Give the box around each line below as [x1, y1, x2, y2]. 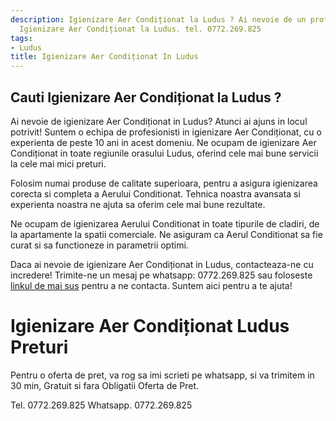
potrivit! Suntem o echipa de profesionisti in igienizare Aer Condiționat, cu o [10, 126, 322, 138]
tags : [10, 33, 33, 43]
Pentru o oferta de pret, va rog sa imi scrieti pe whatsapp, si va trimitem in [10, 369, 315, 381]
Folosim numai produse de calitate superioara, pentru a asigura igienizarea [10, 177, 318, 189]
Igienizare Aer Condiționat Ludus [10, 315, 290, 338]
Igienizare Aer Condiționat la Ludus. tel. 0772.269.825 [19, 24, 262, 34]
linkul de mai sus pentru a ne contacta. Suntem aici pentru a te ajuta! [10, 279, 293, 291]
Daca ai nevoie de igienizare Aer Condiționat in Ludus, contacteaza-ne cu [10, 258, 314, 270]
